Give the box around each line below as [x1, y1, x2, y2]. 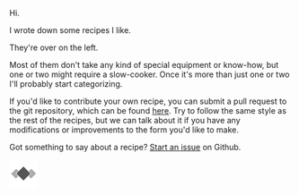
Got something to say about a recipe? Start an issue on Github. [9, 142, 242, 152]
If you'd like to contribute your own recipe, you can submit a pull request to [9, 96, 287, 106]
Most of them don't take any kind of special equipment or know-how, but [9, 60, 279, 70]
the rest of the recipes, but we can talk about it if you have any [9, 115, 241, 125]
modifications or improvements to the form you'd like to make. [9, 124, 240, 135]
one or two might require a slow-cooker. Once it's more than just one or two [9, 69, 290, 80]
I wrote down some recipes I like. [9, 25, 132, 35]
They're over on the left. [9, 42, 99, 53]
